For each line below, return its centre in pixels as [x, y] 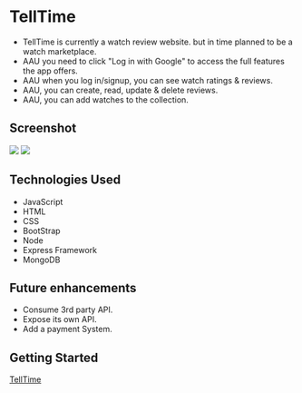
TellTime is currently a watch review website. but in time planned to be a [157, 42]
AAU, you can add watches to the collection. [105, 99]
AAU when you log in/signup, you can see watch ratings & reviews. [148, 80]
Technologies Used [65, 180]
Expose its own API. [59, 319]
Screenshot [43, 128]
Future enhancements [73, 288]
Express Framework [60, 250]
